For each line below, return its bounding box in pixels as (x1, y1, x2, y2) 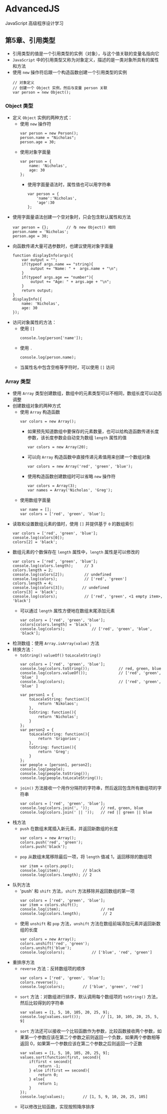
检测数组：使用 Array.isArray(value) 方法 (12, 640, 99, 646)
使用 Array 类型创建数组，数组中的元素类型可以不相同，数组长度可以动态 (12, 390, 162, 396)
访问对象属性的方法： (12, 319, 56, 325)
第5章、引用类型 (5, 36, 56, 45)
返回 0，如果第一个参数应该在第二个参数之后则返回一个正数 (19, 1040, 142, 1046)
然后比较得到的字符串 (19, 1000, 64, 1006)
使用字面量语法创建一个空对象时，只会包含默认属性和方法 (12, 214, 131, 220)
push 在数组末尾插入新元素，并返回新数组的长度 (19, 825, 118, 831)
